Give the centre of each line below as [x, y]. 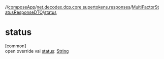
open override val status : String [37, 51]
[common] [16, 46]
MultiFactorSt [145, 7]
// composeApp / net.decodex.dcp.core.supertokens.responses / [68, 7]
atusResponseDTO [24, 12]
